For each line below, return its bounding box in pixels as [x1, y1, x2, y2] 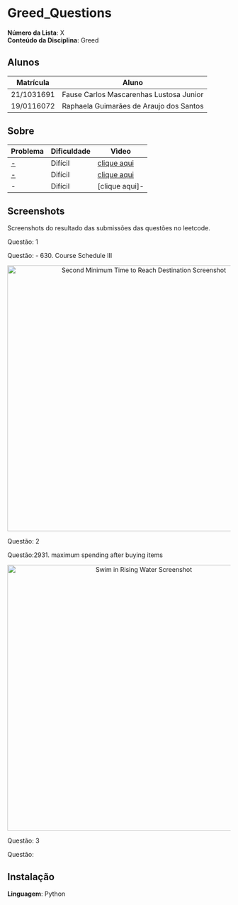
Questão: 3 [7, 836, 40, 845]
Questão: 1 [7, 237, 39, 246]
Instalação [7, 870, 55, 883]
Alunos [7, 57, 40, 69]
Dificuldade [50, 146, 91, 156]
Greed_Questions [7, 5, 112, 21]
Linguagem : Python [7, 889, 66, 898]
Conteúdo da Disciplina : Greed [7, 35, 99, 44]
